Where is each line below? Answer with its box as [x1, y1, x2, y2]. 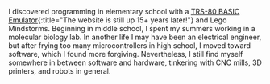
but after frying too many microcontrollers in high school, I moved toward [8, 41, 251, 50]
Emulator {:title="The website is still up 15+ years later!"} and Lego [8, 15, 227, 25]
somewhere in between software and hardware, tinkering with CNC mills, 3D [8, 58, 262, 67]
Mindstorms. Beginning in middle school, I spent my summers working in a [8, 24, 255, 33]
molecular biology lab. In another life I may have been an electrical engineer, [8, 32, 262, 42]
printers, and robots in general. [8, 66, 111, 75]
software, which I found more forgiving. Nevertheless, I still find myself [8, 50, 243, 58]
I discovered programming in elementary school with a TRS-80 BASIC [8, 7, 240, 16]
